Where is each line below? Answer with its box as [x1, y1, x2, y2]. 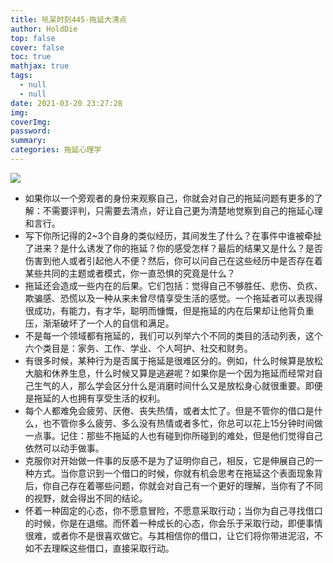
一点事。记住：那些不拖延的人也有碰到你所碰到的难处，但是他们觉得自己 [24, 429, 323, 441]
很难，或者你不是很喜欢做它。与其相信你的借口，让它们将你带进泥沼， [24, 529, 315, 541]
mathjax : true [10, 61, 70, 71]
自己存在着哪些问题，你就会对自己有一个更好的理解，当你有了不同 [51, 479, 323, 491]
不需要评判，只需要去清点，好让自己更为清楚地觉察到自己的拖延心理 [42, 204, 323, 216]
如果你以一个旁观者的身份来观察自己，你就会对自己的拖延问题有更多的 [24, 192, 315, 204]
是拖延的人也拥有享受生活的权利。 [24, 392, 166, 404]
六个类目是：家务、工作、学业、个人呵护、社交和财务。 [24, 342, 253, 354]
